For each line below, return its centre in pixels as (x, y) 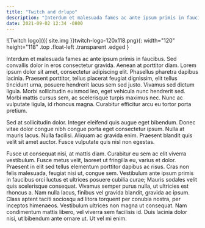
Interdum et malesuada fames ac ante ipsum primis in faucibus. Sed (92, 59)
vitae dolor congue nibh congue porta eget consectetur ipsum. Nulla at (95, 129)
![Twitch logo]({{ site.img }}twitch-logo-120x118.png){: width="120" (91, 41)
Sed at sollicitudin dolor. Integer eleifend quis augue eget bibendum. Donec (101, 123)
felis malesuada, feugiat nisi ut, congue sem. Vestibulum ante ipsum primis (100, 173)
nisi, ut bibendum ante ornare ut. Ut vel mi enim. (67, 219)
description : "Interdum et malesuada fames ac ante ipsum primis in (95, 18)
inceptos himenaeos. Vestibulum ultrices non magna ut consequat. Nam (97, 205)
